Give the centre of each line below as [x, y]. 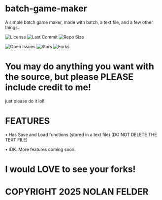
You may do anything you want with [80, 67]
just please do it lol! [25, 101]
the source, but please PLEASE [69, 77]
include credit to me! [48, 87]
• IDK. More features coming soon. [40, 149]
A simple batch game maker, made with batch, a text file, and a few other [79, 22]
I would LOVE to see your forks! [70, 169]
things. [12, 27]
